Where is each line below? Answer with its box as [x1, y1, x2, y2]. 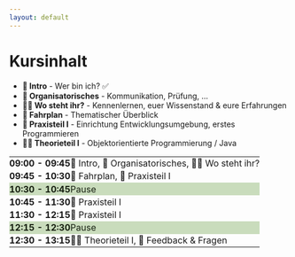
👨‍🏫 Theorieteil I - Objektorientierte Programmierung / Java [21, 137, 237, 148]
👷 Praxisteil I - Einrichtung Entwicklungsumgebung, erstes [21, 119, 236, 129]
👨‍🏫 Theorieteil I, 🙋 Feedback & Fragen [70, 234, 228, 246]
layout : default [9, 12, 69, 22]
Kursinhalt [9, 51, 88, 71]
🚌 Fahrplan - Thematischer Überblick [21, 109, 159, 120]
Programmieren [21, 128, 80, 138]
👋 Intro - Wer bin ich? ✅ [21, 81, 109, 91]
